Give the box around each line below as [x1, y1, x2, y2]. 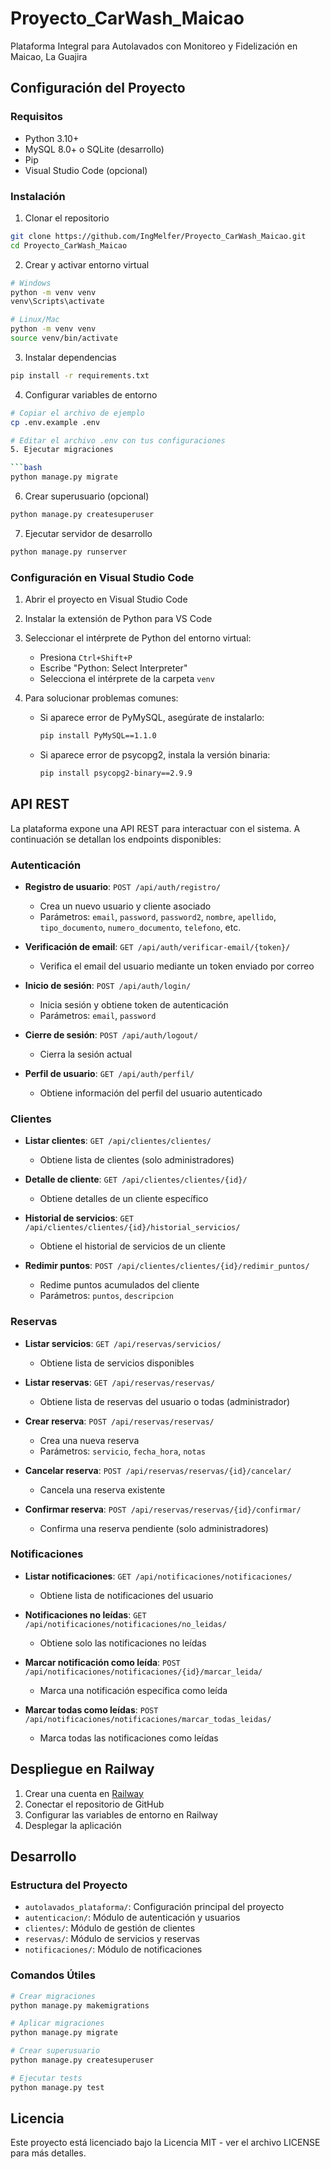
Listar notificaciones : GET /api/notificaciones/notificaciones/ [24, 1570, 293, 1582]
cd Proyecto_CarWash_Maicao [10, 240, 128, 251]
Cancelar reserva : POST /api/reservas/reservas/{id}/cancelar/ [24, 1464, 292, 1476]
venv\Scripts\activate [10, 297, 105, 307]
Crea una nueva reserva [39, 1434, 140, 1446]
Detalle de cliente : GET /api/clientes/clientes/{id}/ [24, 1173, 248, 1186]
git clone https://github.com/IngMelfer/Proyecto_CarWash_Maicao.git [10, 231, 307, 241]
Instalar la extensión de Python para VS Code [24, 613, 213, 625]
